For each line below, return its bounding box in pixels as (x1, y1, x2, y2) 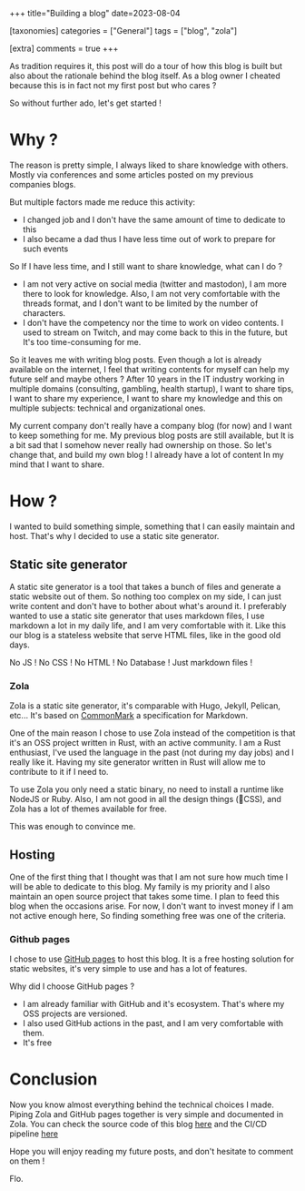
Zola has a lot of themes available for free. (9, 803, 168, 814)
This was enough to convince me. (9, 820, 136, 831)
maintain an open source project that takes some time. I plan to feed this (9, 891, 280, 901)
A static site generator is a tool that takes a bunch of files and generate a (9, 581, 281, 592)
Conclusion (9, 1069, 98, 1090)
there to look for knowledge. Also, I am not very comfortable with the (22, 288, 280, 299)
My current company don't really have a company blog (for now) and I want (9, 420, 292, 431)
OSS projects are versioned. (22, 1008, 128, 1019)
